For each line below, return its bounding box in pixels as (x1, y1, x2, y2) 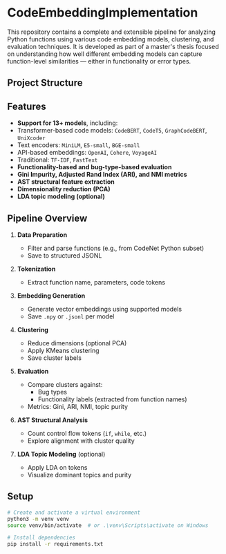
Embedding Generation (17, 292, 86, 300)
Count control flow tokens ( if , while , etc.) (27, 429, 147, 437)
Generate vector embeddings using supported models (27, 305, 182, 313)
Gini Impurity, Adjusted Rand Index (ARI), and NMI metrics (17, 171, 187, 179)
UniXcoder (17, 135, 46, 142)
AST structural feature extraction (17, 178, 115, 186)
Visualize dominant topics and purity (27, 470, 132, 479)
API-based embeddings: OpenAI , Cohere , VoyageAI (17, 149, 158, 157)
